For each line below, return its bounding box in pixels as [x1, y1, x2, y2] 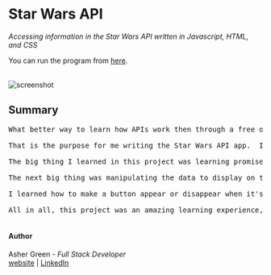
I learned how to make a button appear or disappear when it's [8, 189, 264, 198]
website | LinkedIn [8, 257, 69, 267]
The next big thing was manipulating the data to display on [8, 173, 256, 182]
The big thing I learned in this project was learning [8, 156, 230, 166]
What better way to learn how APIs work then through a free [8, 124, 256, 134]
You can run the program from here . [8, 56, 128, 65]
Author [8, 231, 33, 241]
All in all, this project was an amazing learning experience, [8, 205, 264, 215]
